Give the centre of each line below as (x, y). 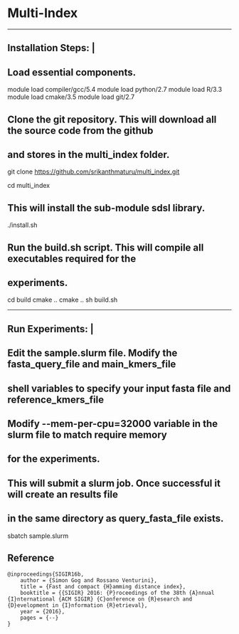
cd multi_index (29, 186)
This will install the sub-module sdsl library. (106, 208)
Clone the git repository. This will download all (112, 119)
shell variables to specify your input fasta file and (119, 388)
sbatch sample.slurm (38, 536)
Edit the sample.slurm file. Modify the (92, 353)
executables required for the (72, 259)
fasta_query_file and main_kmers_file (92, 364)
